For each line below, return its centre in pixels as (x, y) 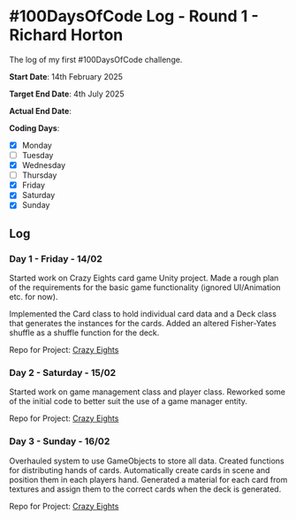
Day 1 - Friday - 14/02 (56, 258)
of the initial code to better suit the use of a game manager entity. (128, 401)
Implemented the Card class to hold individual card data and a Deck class (143, 314)
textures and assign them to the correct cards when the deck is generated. (145, 489)
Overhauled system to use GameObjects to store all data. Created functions (147, 461)
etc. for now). (34, 297)
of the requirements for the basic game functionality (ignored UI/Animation (145, 287)
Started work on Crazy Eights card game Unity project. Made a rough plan (144, 278)
